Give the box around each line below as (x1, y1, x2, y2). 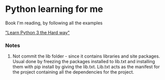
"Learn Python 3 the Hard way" (5, 29, 70, 35)
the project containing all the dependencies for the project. (12, 69, 134, 75)
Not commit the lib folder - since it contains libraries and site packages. (12, 53, 160, 59)
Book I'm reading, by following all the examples (5, 20, 103, 26)
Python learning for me (5, 3, 103, 15)
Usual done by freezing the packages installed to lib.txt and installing (12, 59, 155, 65)
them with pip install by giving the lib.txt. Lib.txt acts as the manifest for (12, 64, 160, 70)
